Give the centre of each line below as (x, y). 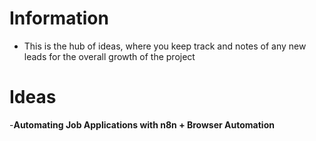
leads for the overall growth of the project (109, 56)
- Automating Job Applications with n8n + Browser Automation (142, 124)
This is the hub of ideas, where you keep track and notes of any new (165, 46)
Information (59, 18)
